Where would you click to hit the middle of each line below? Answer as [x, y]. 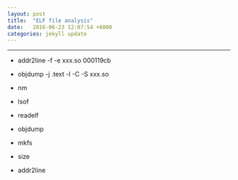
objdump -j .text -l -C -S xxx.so [63, 74]
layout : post [27, 14]
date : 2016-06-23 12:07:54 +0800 [60, 27]
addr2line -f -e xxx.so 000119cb [64, 60]
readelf [28, 116]
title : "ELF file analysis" [50, 21]
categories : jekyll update [47, 34]
